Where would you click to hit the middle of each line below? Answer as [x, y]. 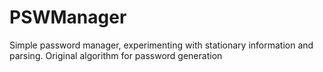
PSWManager [68, 17]
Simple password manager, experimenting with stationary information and [161, 45]
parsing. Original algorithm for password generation [116, 55]
